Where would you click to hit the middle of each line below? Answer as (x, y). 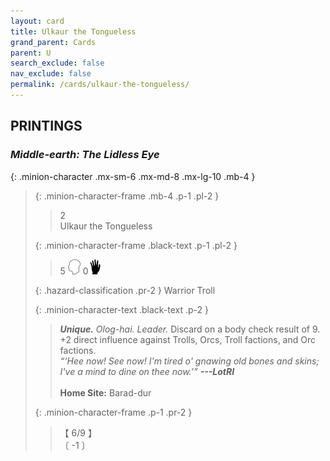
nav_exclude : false (51, 74)
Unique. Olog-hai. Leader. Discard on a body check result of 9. (190, 329)
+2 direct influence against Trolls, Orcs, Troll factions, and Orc (187, 339)
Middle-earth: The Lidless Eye (85, 155)
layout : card (37, 21)
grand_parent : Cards (53, 42)
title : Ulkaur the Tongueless (73, 31)
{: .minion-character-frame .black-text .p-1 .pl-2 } (136, 245)
